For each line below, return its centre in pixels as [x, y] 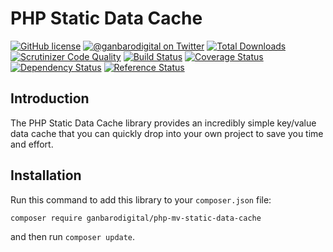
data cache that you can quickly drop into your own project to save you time [167, 133]
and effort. [32, 144]
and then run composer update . [73, 236]
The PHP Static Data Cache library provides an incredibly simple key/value [163, 123]
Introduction [50, 98]
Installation [46, 175]
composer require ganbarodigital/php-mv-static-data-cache [136, 218]
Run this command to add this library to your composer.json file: [141, 199]
